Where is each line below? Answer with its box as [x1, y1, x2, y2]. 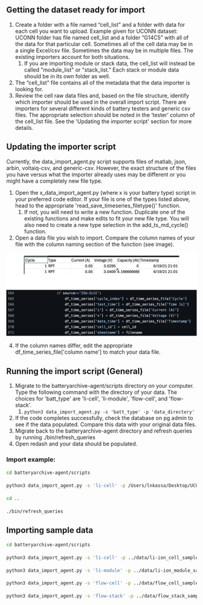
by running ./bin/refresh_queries [14, 433, 95, 441]
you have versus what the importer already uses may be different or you [6, 171, 186, 178]
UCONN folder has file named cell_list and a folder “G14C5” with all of [14, 33, 189, 41]
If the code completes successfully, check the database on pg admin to [14, 414, 193, 421]
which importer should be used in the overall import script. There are [14, 98, 187, 106]
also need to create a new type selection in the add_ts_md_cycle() [24, 221, 188, 228]
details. [14, 124, 34, 131]
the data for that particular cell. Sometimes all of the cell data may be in [14, 40, 193, 47]
